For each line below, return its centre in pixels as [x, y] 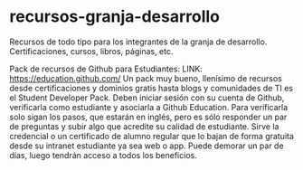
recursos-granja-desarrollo [114, 17]
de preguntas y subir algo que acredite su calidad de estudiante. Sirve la [144, 126]
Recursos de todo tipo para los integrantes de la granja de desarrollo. [138, 42]
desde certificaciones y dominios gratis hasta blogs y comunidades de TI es [151, 88]
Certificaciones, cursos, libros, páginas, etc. [91, 51]
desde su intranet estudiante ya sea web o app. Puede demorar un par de [147, 146]
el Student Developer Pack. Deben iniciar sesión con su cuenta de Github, [147, 98]
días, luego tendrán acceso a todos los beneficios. [103, 155]
